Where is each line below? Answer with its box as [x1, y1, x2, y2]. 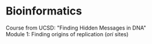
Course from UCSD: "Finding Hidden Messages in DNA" [5, 24, 147, 31]
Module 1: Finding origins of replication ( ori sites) [5, 30, 129, 37]
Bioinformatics [5, 4, 82, 18]
